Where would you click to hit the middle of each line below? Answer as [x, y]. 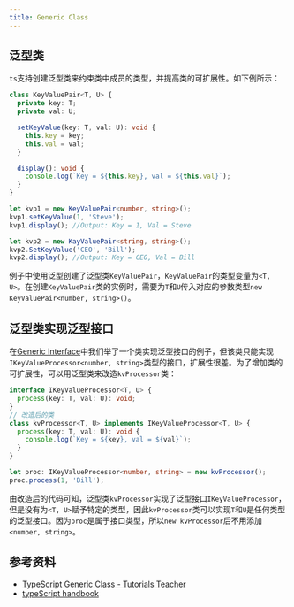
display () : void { [51, 168]
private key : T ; [47, 104]
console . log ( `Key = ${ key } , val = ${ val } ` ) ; [108, 440]
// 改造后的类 [32, 415]
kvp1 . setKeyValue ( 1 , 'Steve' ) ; [67, 217]
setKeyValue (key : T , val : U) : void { [87, 128]
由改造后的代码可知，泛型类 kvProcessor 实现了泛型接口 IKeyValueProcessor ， [148, 498]
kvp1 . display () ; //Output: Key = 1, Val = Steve [100, 225]
